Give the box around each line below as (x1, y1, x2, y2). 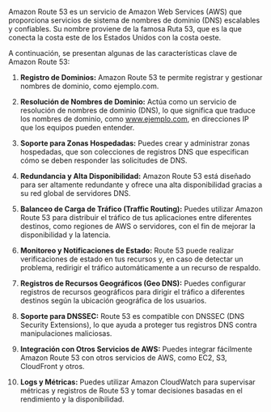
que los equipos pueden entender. (19, 123, 135, 132)
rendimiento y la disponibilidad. (19, 394, 125, 404)
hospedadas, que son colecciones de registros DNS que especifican (19, 147, 249, 156)
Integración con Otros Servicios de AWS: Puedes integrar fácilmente (19, 344, 252, 354)
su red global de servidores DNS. (19, 189, 131, 198)
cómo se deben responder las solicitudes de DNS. (19, 155, 188, 165)
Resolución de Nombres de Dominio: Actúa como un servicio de (19, 97, 237, 106)
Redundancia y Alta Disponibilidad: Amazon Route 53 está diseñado (19, 172, 252, 181)
